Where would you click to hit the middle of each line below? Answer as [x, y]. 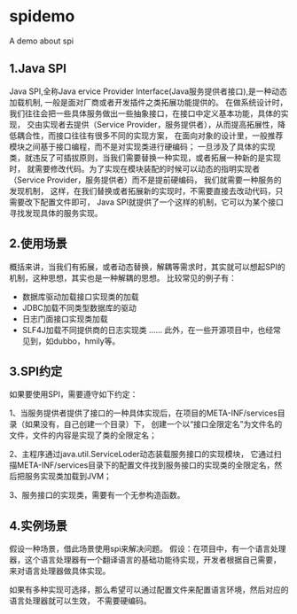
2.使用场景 [39, 244]
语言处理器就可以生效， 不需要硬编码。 [80, 601]
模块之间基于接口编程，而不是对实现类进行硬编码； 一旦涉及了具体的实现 [142, 146]
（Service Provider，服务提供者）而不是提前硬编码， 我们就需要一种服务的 [145, 180]
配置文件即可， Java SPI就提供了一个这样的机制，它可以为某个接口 [161, 202]
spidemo [42, 16]
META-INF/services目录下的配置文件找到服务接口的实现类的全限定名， [145, 465]
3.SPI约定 [36, 371]
